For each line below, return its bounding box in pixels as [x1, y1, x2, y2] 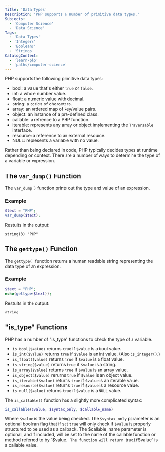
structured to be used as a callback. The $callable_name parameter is [5, 426, 147, 432]
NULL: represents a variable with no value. [12, 138, 99, 143]
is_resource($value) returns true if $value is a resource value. [12, 382, 139, 388]
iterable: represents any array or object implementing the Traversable [12, 122, 154, 128]
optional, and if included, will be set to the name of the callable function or [5, 431, 156, 437]
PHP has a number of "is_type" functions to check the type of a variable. [5, 336, 153, 342]
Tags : [5, 30, 16, 35]
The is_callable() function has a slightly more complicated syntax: [5, 397, 143, 403]
